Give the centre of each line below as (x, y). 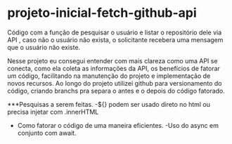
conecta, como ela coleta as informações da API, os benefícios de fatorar (114, 68)
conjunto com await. (47, 133)
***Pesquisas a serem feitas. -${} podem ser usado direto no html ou (109, 104)
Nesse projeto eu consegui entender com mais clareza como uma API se (112, 60)
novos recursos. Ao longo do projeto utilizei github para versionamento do (115, 83)
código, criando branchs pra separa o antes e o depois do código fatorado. (116, 91)
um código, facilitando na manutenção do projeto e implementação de (109, 76)
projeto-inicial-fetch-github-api (102, 13)
